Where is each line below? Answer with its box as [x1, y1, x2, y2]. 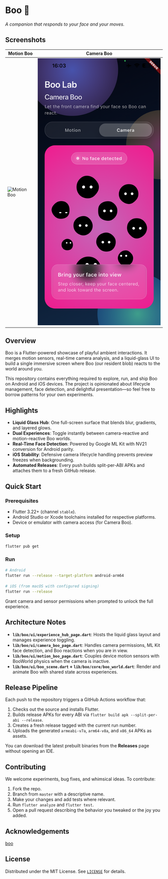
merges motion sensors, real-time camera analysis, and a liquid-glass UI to [5, 355, 160, 361]
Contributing [5, 762, 46, 771]
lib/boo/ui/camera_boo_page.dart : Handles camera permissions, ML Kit [12, 642, 160, 648]
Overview [5, 337, 36, 345]
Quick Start [5, 482, 41, 491]
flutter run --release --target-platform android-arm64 [5, 573, 124, 578]
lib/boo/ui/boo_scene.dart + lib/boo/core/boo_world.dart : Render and [12, 663, 161, 669]
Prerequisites [5, 497, 38, 504]
